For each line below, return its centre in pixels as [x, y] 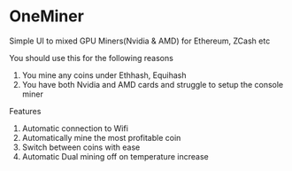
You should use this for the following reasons [92, 58]
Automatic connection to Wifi [75, 128]
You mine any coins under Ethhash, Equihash [104, 75]
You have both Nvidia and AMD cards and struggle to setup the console [153, 84]
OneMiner [46, 16]
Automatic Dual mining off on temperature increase [115, 156]
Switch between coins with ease [81, 147]
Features [25, 111]
